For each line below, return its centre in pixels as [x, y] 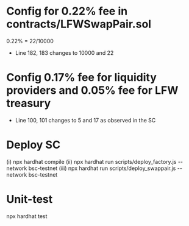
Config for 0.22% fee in [67, 11]
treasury [28, 103]
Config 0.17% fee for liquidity [81, 78]
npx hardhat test [27, 216]
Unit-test [30, 199]
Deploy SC [34, 145]
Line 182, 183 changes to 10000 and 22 [64, 52]
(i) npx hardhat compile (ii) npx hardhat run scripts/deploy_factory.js [91, 161]
